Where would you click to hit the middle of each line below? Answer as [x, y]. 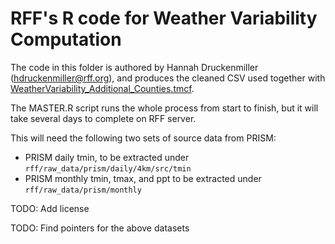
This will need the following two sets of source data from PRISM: [143, 138]
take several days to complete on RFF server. [103, 118]
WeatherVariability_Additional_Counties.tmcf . [102, 88]
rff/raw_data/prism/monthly [83, 190]
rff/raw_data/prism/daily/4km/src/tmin [108, 168]
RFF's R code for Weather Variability [164, 18]
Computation [66, 39]
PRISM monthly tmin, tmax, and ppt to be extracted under [143, 178]
